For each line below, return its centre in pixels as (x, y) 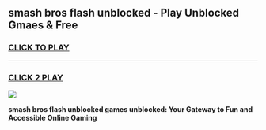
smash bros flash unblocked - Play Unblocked (124, 13)
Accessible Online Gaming (53, 117)
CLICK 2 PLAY (36, 77)
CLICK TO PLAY (39, 48)
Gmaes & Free (43, 26)
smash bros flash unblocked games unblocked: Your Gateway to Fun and (131, 109)
